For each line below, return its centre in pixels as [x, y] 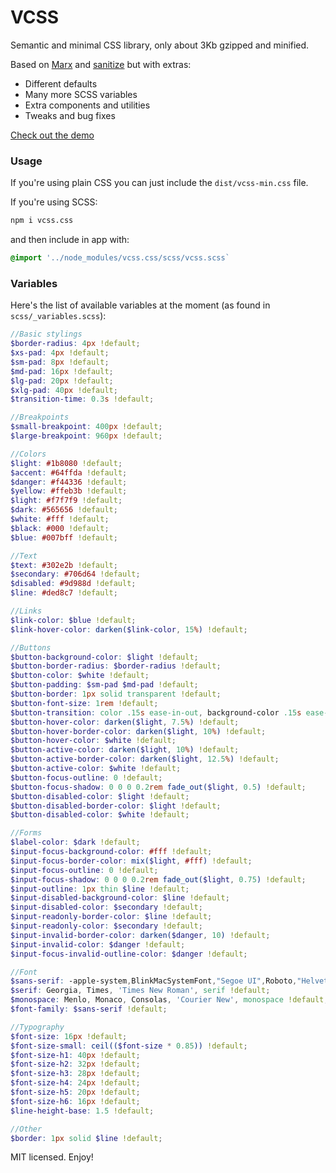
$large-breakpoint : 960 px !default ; [86, 436]
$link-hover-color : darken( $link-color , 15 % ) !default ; [129, 629]
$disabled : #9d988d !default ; [73, 584]
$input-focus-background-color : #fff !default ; [111, 852]
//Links [26, 611]
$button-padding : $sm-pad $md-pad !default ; [104, 685]
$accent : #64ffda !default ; [69, 472]
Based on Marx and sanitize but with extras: [101, 64]
